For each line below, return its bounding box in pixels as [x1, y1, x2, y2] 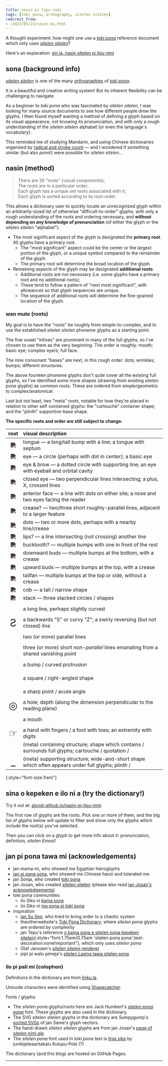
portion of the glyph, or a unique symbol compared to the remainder [20, 250, 161, 256]
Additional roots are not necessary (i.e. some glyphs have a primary [20, 271, 160, 277]
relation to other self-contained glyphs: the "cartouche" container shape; [5, 403, 156, 409]
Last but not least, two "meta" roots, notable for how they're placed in [5, 398, 149, 404]
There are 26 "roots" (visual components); [17, 177, 105, 183]
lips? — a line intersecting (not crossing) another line [22, 533, 147, 540]
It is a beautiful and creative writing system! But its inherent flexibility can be [5, 88, 163, 94]
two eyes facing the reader [22, 496, 86, 503]
